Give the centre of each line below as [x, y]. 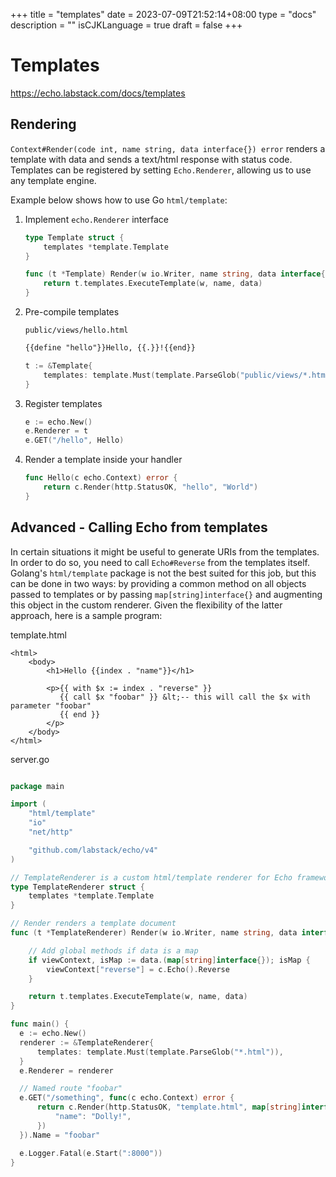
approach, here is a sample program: [86, 615]
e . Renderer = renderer [66, 1070]
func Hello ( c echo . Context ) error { [101, 478]
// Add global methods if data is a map [113, 950]
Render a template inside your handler [103, 460]
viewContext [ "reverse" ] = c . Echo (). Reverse [138, 969]
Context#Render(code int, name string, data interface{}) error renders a [168, 148]
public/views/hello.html [76, 330]
